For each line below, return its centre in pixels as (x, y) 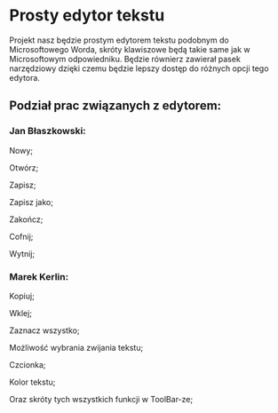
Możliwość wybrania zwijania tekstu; (76, 347)
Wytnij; (22, 253)
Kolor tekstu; (32, 382)
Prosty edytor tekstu (87, 16)
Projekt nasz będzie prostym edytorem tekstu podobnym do (119, 40)
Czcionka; (28, 364)
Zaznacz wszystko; (44, 330)
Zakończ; (26, 219)
